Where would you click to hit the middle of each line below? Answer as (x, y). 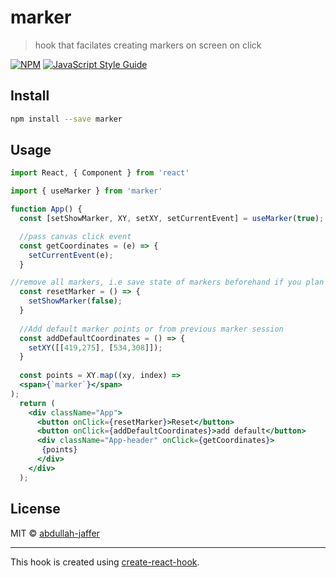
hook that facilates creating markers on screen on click (148, 45)
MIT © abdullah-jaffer (55, 533)
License (35, 509)
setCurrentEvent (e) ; (71, 255)
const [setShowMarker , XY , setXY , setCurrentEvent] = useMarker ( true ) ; (172, 219)
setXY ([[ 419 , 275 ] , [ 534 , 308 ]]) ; (95, 347)
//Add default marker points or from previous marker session (151, 329)
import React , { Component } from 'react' (100, 173)
